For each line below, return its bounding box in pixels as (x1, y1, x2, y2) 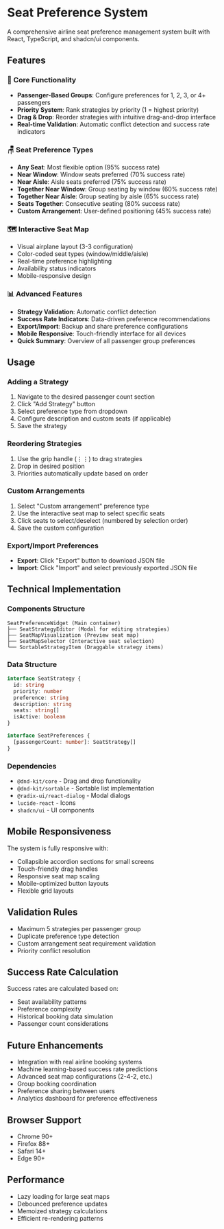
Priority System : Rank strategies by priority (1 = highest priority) (16, 105, 199, 114)
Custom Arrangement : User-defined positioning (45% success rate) (16, 207, 212, 215)
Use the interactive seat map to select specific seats (16, 509, 166, 517)
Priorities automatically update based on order (16, 469, 149, 478)
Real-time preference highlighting (16, 257, 112, 266)
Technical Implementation (7, 583, 121, 595)
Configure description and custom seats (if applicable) (16, 414, 171, 423)
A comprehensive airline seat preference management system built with (7, 27, 210, 36)
